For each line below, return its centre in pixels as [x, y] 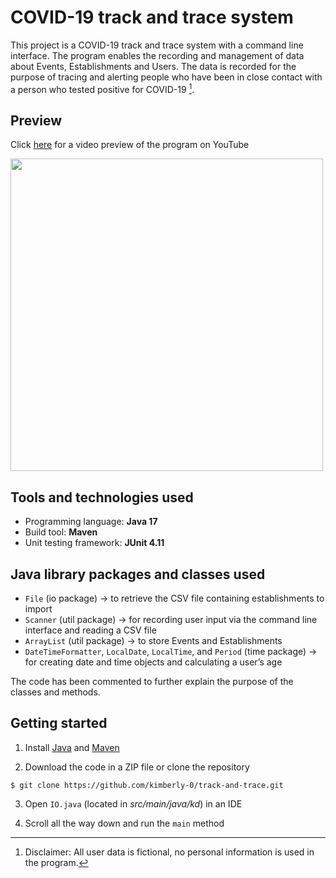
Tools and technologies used [102, 497]
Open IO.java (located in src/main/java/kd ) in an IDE [133, 803]
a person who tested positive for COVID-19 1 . [102, 88]
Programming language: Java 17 [91, 522]
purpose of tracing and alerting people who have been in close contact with [166, 77]
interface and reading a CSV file [90, 630]
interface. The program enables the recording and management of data [157, 55]
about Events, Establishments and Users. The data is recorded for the [153, 66]
